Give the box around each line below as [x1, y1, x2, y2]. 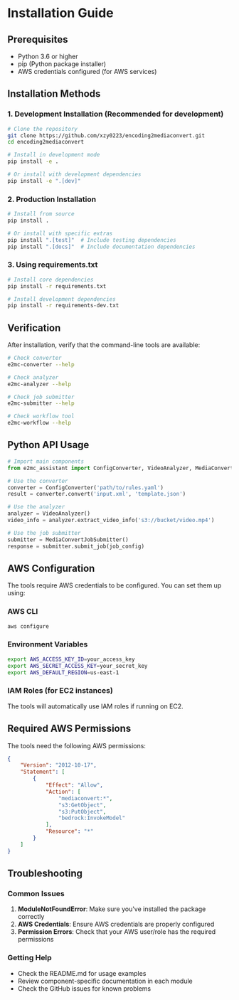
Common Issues [7, 888, 65, 898]
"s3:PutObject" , [58, 808, 107, 815]
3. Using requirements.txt [7, 260, 98, 270]
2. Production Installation [7, 194, 97, 204]
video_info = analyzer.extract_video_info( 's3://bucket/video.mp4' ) [7, 517, 215, 524]
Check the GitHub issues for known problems [17, 984, 152, 993]
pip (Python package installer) [17, 60, 107, 68]
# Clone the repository [7, 125, 78, 132]
